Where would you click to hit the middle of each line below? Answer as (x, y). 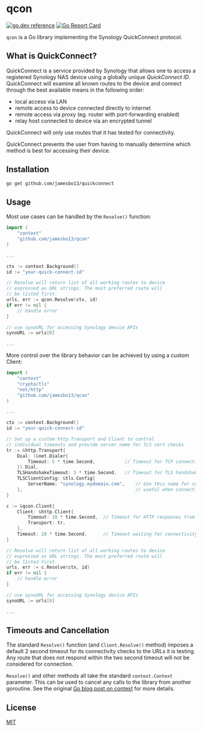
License (21, 707)
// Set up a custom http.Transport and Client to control (80, 439)
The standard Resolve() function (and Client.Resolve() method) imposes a (100, 645)
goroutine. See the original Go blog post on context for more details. (91, 689)
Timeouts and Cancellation (58, 630)
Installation (28, 170)
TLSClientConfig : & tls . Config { (56, 478)
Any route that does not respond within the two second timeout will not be (98, 658)
